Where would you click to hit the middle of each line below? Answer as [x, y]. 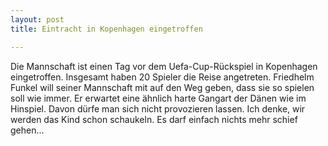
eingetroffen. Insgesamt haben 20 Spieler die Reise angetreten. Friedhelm [162, 77]
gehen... [27, 130]
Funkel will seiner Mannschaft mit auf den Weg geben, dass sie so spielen [162, 87]
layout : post [37, 19]
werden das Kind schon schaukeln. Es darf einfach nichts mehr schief [154, 119]
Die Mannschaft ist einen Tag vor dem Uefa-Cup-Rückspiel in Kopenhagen [164, 66]
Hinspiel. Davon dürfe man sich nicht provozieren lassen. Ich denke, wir [158, 108]
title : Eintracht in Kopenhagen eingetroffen [106, 29]
